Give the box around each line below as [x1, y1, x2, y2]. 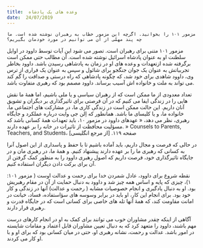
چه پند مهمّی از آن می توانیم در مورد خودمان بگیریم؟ [7, 36, 142, 42]
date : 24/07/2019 [7, 14, 53, 21]
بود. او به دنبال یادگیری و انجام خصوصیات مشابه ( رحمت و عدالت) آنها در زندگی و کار [7, 185, 196, 192]
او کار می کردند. [7, 235, 43, 242]
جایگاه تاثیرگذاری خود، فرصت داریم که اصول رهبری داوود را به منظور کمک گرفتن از [7, 153, 194, 161]
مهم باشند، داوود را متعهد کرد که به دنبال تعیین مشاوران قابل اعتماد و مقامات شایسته [7, 221, 197, 229]
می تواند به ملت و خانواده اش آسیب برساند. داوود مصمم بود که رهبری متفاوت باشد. [7, 79, 195, 86]
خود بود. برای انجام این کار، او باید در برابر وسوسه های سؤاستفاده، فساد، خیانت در [7, 191, 191, 198]
